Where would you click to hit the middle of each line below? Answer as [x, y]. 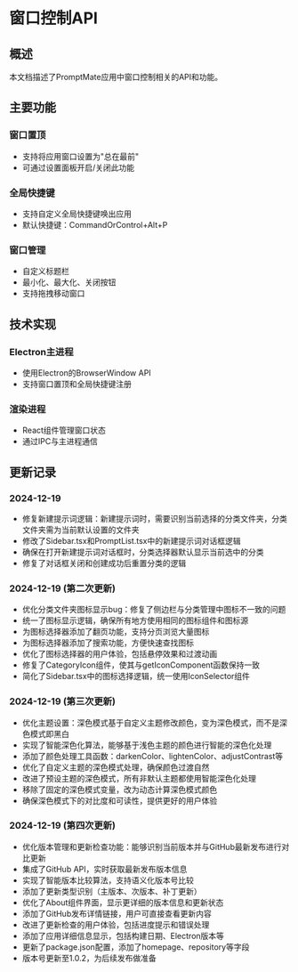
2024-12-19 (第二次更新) [62, 588]
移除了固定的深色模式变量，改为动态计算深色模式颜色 [120, 790]
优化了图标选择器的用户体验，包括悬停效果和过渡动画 [120, 654]
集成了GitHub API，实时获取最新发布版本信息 [105, 869]
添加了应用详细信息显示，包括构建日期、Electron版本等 [123, 936]
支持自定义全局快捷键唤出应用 [77, 214]
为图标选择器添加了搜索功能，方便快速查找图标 [108, 643]
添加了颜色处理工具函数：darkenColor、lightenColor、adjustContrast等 [153, 756]
